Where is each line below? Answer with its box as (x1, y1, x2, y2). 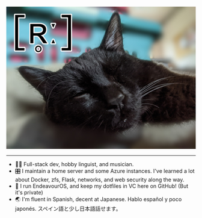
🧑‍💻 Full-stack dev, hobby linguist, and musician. (14, 161, 134, 167)
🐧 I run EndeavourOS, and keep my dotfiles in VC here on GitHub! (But (14, 182, 189, 190)
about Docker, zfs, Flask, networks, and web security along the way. (14, 176, 185, 183)
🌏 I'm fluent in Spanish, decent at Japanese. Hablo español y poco (14, 196, 182, 202)
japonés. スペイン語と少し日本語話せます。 (14, 205, 121, 212)
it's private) (14, 189, 43, 196)
